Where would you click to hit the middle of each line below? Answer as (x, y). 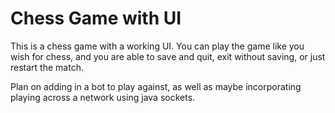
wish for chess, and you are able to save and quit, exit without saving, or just (168, 56)
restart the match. (47, 67)
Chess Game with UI (96, 18)
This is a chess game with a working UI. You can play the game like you (157, 46)
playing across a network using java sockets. (103, 97)
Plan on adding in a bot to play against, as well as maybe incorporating (156, 86)
